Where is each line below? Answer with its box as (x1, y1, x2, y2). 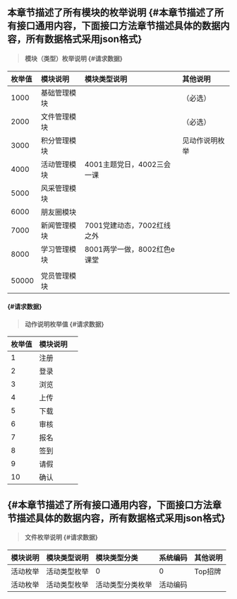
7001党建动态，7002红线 (84, 220, 171, 230)
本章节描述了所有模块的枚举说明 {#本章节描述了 (7, 6, 215, 19)
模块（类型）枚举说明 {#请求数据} (24, 54, 123, 62)
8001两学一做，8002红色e (84, 244, 175, 254)
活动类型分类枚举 (95, 579, 153, 589)
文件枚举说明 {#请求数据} (24, 533, 99, 542)
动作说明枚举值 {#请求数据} (24, 320, 104, 328)
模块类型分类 (95, 552, 139, 562)
